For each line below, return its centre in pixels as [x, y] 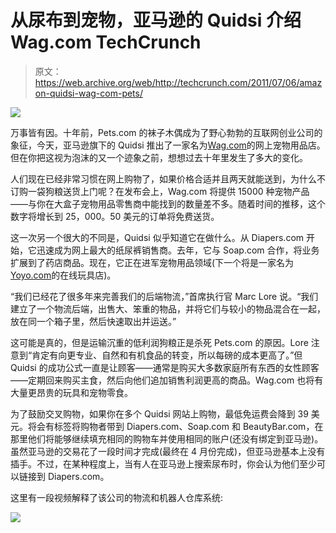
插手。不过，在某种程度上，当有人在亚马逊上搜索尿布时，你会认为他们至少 [163, 463]
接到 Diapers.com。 [68, 476]
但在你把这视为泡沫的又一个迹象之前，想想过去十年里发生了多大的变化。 [159, 157]
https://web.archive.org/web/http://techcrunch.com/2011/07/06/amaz [178, 82]
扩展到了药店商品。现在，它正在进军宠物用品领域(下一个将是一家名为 [152, 262]
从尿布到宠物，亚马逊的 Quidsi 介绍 [156, 20]
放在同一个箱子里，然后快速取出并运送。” [93, 321]
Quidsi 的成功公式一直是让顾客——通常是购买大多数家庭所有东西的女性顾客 [165, 367]
